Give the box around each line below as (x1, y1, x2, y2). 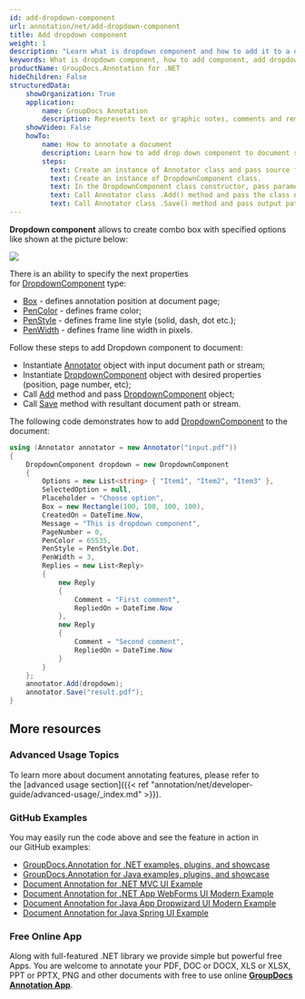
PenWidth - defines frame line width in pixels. (22, 324, 193, 335)
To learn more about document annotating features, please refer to (9, 769, 260, 780)
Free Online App (9, 930, 83, 943)
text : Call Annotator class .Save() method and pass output (49, 199, 282, 209)
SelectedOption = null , (42, 485, 132, 495)
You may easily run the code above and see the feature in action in (9, 832, 259, 843)
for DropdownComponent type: (9, 278, 127, 289)
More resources (9, 721, 102, 737)
